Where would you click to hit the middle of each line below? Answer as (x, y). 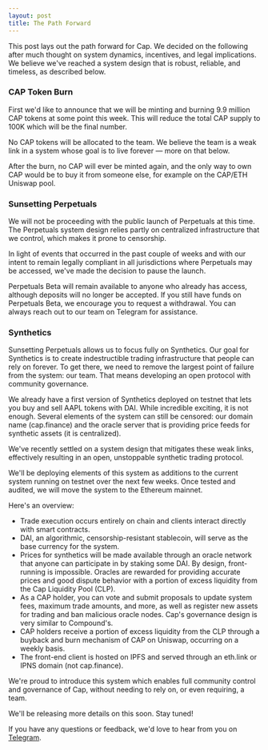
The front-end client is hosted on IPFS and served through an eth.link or (138, 657)
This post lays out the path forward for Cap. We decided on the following (128, 46)
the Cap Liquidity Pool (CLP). (68, 589)
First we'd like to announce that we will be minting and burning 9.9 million (129, 110)
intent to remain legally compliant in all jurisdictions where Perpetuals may (130, 263)
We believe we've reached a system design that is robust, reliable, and (124, 63)
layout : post (30, 16)
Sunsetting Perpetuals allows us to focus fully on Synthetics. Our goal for (129, 350)
